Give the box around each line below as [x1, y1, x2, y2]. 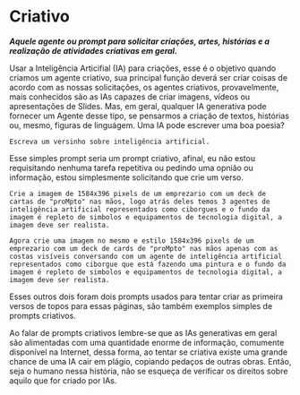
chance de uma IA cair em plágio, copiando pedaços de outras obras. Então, [9, 356, 292, 366]
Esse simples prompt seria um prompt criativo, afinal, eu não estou [9, 152, 256, 163]
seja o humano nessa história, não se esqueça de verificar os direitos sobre [9, 365, 288, 376]
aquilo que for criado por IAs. [9, 374, 117, 386]
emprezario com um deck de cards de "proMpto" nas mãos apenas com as [9, 244, 279, 253]
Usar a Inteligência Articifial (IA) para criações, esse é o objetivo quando [9, 63, 277, 73]
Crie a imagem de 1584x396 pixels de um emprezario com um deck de [9, 189, 267, 198]
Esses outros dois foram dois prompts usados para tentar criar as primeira [9, 291, 284, 302]
